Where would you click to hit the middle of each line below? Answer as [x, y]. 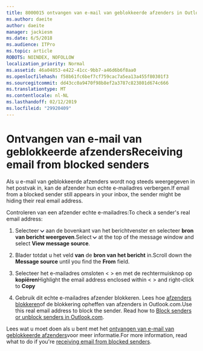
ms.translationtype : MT [36, 89]
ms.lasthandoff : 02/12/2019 [42, 102]
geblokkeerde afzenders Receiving [95, 152]
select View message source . [53, 243]
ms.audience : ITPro [31, 45]
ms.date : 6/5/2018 [29, 38]
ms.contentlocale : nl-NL [37, 96]
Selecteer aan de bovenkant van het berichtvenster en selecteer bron [104, 230]
